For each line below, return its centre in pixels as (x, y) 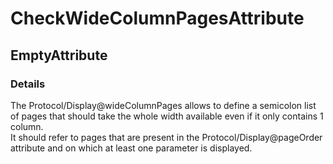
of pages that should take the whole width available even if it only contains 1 (167, 116)
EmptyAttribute (59, 55)
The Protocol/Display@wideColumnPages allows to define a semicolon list (163, 105)
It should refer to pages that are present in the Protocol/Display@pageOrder (166, 137)
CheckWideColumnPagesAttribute (157, 18)
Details (28, 84)
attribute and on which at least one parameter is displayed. (131, 148)
